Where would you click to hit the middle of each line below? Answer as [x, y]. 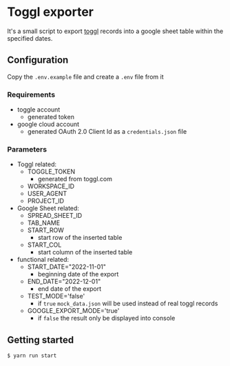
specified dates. [30, 38]
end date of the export [70, 289]
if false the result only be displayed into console [106, 318]
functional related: [43, 260]
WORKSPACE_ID [51, 186]
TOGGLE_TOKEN [51, 172]
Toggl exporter [51, 12]
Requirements [31, 94]
